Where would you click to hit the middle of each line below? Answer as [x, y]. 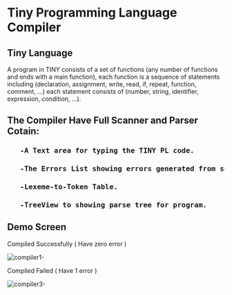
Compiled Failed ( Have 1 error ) [52, 270]
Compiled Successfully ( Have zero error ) [67, 244]
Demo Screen [37, 227]
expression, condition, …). [44, 99]
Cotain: [23, 132]
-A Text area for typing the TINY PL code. [107, 151]
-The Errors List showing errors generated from [118, 169]
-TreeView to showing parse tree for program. [113, 205]
